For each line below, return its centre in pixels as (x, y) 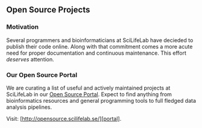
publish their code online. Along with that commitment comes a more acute (99, 46)
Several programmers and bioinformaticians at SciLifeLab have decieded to (100, 40)
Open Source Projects (48, 10)
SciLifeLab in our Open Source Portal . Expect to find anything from (89, 94)
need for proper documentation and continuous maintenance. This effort (96, 53)
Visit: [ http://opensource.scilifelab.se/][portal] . (64, 118)
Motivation (23, 27)
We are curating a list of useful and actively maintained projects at (88, 88)
